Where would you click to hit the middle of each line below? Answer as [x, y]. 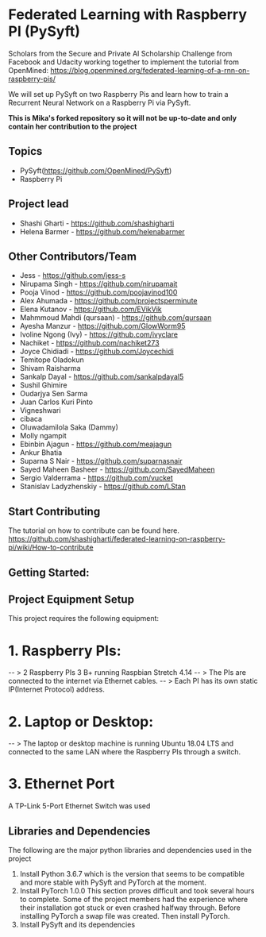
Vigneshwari [40, 411]
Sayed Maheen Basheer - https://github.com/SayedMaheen [117, 469]
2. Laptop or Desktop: [81, 721]
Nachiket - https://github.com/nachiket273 [90, 343]
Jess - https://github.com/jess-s [73, 276]
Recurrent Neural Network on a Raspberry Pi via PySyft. [100, 102]
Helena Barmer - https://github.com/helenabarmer [102, 231]
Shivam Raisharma [50, 368]
